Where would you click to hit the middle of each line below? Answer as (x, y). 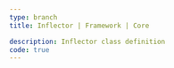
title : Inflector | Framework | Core (79, 26)
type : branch (33, 17)
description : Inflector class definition (87, 42)
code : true (29, 49)
